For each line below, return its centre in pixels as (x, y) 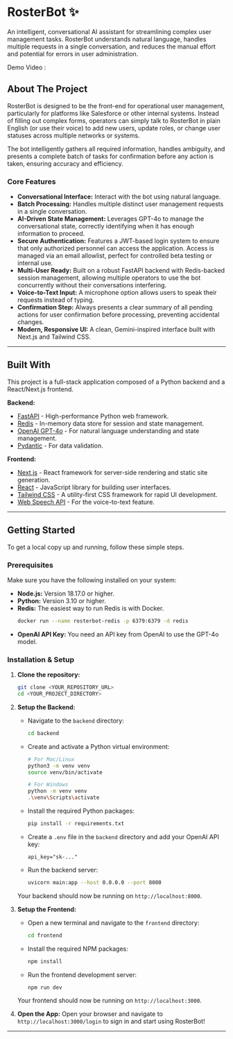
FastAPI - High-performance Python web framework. (93, 416)
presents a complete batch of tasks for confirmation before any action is (110, 156)
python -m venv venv (57, 791)
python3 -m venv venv (59, 766)
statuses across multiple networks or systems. (74, 135)
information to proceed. (51, 234)
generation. (34, 480)
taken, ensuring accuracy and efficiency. (65, 163)
